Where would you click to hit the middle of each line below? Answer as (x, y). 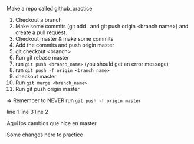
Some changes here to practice (45, 135)
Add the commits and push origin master (65, 45)
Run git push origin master (47, 89)
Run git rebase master (42, 58)
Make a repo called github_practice (50, 9)
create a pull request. (41, 32)
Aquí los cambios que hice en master (52, 123)
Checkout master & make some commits (64, 39)
